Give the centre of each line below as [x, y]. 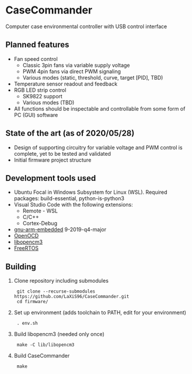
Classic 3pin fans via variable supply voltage [76, 65]
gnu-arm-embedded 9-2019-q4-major [60, 229]
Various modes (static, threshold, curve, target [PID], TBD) [93, 77]
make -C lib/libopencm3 [46, 345]
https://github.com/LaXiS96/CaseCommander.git [71, 297]
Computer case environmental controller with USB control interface [86, 26]
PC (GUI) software [36, 115]
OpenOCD [26, 236]
